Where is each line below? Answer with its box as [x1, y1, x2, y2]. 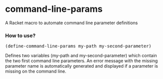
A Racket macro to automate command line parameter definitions [5, 20, 138, 26]
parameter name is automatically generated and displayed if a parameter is [5, 63, 159, 69]
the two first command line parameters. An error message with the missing [5, 58, 158, 64]
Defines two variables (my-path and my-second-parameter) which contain [5, 53, 157, 59]
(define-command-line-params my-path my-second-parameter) [5, 43, 152, 49]
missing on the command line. [5, 68, 66, 75]
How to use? [5, 32, 36, 39]
